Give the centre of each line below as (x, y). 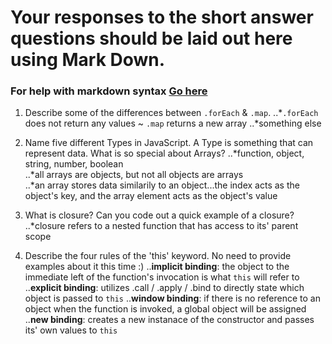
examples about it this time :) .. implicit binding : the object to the (157, 267)
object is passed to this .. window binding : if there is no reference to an (172, 298)
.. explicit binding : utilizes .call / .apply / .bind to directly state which (164, 288)
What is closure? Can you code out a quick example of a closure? (159, 215)
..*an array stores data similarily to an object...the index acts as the (162, 185)
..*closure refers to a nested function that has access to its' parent (161, 226)
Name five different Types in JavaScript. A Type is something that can (169, 143)
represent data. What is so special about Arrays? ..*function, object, (164, 153)
